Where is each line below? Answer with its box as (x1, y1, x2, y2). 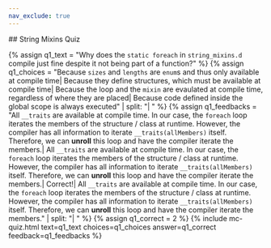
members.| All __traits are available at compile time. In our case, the (8, 144, 239, 154)
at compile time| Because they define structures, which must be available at (8, 75, 261, 85)
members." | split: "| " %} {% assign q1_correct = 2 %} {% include (8, 213, 228, 223)
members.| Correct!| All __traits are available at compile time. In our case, (8, 179, 258, 189)
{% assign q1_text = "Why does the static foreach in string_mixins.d (8, 49, 243, 59)
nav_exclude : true (8, 11, 70, 20)
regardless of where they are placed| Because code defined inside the (8, 92, 243, 102)
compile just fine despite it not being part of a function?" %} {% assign (8, 58, 244, 68)
